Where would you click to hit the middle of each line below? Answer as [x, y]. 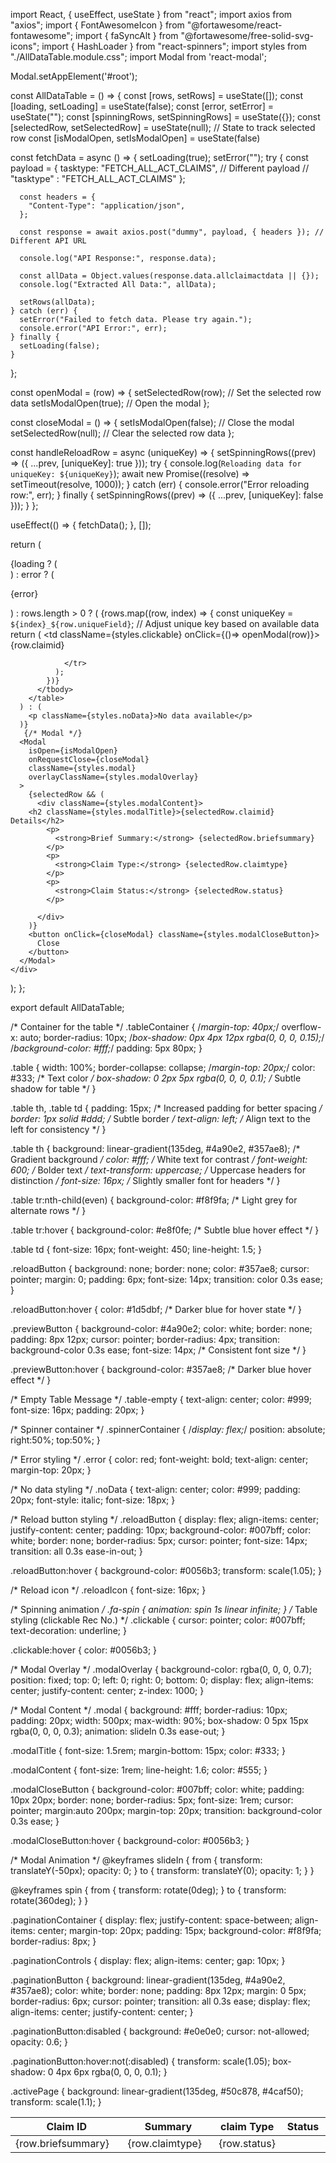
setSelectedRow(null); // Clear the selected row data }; [122, 433]
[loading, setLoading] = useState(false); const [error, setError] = [142, 106]
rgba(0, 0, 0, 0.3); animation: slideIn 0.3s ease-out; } [118, 1731]
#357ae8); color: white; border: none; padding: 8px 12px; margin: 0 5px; [158, 1990]
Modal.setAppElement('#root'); [74, 76]
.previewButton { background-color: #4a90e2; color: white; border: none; [161, 1328]
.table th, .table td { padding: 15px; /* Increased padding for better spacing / [166, 1108]
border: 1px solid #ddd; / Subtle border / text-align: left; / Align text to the [160, 1118]
